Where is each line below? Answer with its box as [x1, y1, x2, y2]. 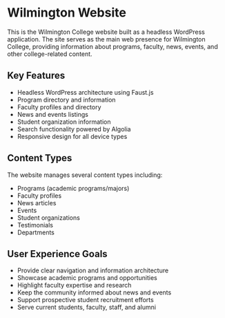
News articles [17, 198, 57, 207]
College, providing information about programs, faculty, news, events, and [7, 42, 219, 50]
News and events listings [17, 110, 88, 118]
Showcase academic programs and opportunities [17, 274, 157, 282]
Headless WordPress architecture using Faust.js [17, 88, 154, 96]
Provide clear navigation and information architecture [17, 266, 169, 274]
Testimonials [17, 221, 54, 229]
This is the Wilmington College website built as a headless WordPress [7, 28, 205, 36]
